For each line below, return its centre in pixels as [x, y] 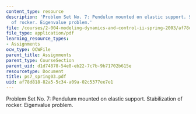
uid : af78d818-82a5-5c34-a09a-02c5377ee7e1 [60, 82]
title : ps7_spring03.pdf [36, 77]
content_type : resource [35, 11]
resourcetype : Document [35, 71]
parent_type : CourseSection [40, 60]
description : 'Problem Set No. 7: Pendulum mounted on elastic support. [96, 17]
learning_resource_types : [37, 39]
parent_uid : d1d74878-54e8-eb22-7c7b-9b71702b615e [69, 66]
